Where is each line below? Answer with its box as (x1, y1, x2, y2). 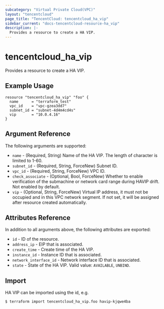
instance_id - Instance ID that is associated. (12, 252, 102, 258)
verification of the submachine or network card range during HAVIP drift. (12, 178, 160, 185)
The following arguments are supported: (5, 143, 87, 149)
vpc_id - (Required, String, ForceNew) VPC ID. (12, 168, 106, 174)
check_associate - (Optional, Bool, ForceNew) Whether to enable (12, 173, 143, 179)
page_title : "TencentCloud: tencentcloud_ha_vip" (5, 16, 109, 21)
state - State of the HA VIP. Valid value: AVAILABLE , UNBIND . (12, 262, 131, 268)
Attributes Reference (5, 214, 71, 222)
